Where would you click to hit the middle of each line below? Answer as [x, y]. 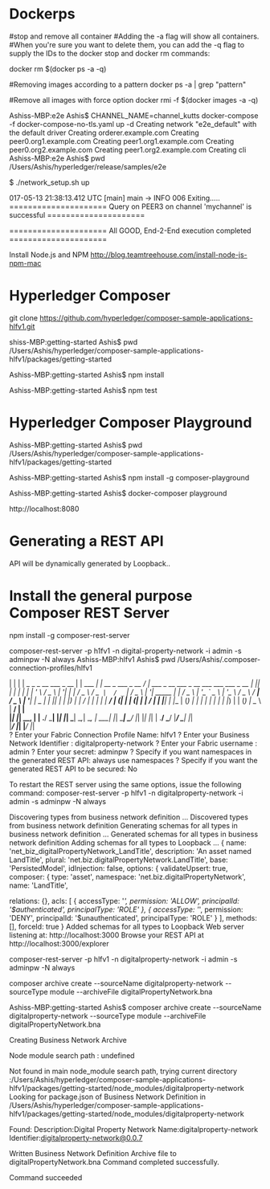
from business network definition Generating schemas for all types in [123, 825]
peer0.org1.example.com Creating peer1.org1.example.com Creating [122, 141]
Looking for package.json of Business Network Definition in [108, 1097]
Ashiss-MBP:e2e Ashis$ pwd [57, 158]
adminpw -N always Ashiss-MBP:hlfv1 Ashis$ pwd [92, 659]
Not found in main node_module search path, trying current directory [123, 1071]
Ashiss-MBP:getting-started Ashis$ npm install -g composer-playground [129, 477]
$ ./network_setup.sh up [49, 182]
